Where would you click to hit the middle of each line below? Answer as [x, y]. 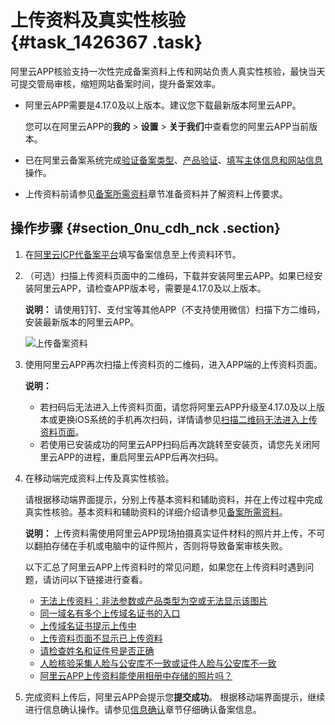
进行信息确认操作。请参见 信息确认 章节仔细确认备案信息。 [143, 709]
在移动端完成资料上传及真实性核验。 [99, 478]
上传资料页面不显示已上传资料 [101, 638]
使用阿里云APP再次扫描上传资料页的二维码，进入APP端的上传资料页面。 [173, 364]
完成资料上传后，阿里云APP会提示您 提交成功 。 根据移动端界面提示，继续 [175, 697]
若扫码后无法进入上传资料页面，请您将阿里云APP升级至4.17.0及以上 [178, 407]
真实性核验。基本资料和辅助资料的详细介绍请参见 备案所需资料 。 [156, 512]
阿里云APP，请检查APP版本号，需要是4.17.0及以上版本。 [150, 288]
